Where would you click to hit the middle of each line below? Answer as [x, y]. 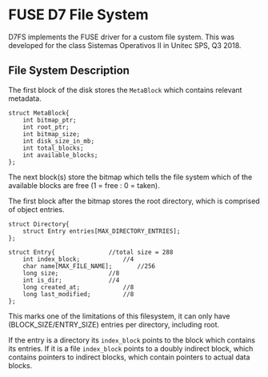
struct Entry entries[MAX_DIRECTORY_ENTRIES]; [102, 231]
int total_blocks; [53, 148]
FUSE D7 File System [79, 15]
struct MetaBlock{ [39, 113]
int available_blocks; [60, 155]
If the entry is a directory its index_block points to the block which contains [132, 340]
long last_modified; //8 [78, 294]
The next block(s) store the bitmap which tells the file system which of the [130, 177]
